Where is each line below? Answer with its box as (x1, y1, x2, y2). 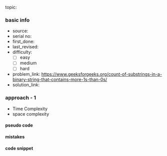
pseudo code (5, 122, 33, 129)
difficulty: (12, 49, 32, 55)
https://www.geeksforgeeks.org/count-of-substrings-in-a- (41, 71, 162, 77)
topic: (5, 4, 17, 10)
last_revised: (12, 44, 39, 50)
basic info (5, 16, 30, 23)
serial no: (12, 33, 32, 39)
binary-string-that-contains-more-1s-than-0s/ (12, 77, 107, 83)
